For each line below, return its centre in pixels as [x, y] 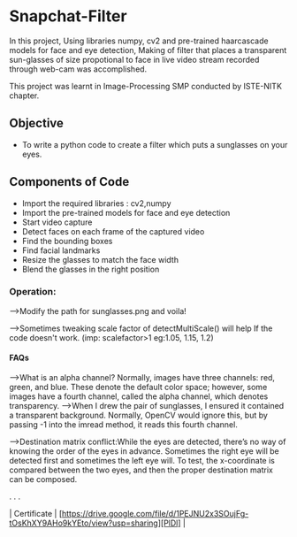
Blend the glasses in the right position [91, 269]
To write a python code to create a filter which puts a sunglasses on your [155, 144]
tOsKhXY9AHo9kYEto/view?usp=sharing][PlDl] [95, 523]
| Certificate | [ [36, 514]
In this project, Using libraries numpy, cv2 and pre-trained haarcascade [139, 41]
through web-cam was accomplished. [78, 69]
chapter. [24, 96]
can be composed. [43, 479]
